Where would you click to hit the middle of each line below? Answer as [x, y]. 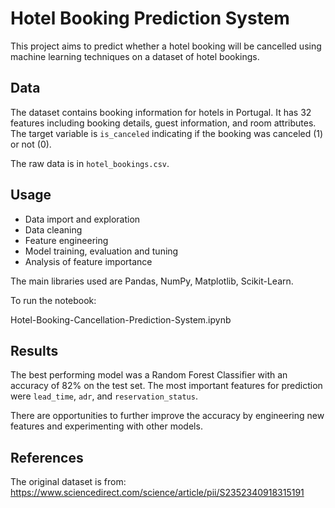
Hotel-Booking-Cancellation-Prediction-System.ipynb [121, 319]
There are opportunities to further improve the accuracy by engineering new [167, 416]
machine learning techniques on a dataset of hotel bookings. [135, 56]
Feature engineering [66, 240]
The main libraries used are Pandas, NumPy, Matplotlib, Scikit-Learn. [152, 281]
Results [34, 350]
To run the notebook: [53, 300]
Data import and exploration [82, 219]
